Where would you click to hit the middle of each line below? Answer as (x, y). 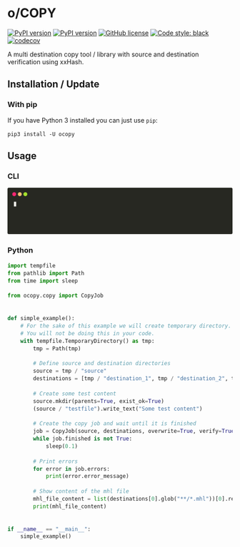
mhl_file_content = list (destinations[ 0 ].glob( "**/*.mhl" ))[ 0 (127, 499)
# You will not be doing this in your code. (87, 333)
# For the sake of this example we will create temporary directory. (126, 326)
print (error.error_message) (87, 476)
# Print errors (56, 461)
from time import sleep (43, 281)
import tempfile (31, 265)
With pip (22, 105)
